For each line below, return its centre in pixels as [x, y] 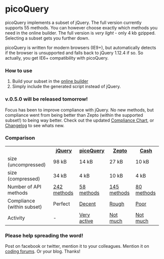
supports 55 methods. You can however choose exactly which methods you [81, 27]
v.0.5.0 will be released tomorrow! [46, 99]
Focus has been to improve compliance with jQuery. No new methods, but [79, 110]
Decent [88, 204]
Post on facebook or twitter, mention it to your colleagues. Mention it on [77, 246]
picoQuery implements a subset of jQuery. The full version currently [73, 22]
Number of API [24, 187]
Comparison [20, 138]
